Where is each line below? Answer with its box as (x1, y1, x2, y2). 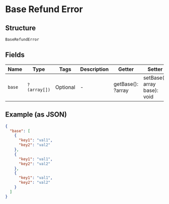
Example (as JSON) (5, 110, 67, 119)
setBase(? (143, 74, 167, 81)
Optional (55, 83, 75, 90)
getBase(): (113, 80, 139, 87)
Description (80, 66, 109, 73)
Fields (5, 50, 25, 59)
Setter (147, 66, 163, 73)
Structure (5, 24, 36, 32)
